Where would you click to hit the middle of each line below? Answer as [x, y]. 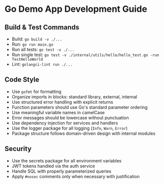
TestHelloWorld [27, 60]
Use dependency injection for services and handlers [65, 123]
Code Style [22, 80]
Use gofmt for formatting [37, 92]
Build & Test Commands [42, 27]
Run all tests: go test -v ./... [43, 49]
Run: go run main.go [33, 44]
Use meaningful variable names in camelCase [58, 112]
